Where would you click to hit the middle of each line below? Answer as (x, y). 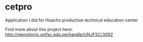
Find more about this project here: (39, 29)
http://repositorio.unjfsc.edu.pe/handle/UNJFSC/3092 (59, 34)
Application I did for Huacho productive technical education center (71, 20)
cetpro (19, 7)
